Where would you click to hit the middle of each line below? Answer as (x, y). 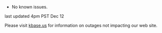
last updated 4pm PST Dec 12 (34, 16)
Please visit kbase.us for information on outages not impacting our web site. (81, 25)
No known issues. (30, 7)
